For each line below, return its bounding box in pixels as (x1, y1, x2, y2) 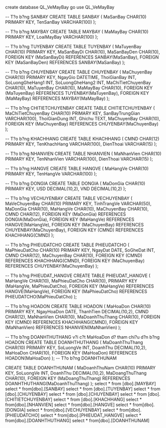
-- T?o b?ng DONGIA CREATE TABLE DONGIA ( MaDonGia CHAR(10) (5, 181, 146, 186)
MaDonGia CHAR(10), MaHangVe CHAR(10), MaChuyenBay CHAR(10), (5, 206, 149, 212)
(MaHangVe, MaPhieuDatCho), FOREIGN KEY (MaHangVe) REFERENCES (5, 283, 154, 289)
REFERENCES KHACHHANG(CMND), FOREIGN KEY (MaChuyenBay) (5, 258, 145, 264)
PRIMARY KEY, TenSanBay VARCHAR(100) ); (5, 19, 96, 25)
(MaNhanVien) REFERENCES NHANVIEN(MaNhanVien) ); (5, 325, 122, 330)
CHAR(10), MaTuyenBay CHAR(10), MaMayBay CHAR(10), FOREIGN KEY (5, 85, 153, 91)
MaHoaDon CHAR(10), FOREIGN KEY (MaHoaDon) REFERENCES (5, 350, 138, 356)
